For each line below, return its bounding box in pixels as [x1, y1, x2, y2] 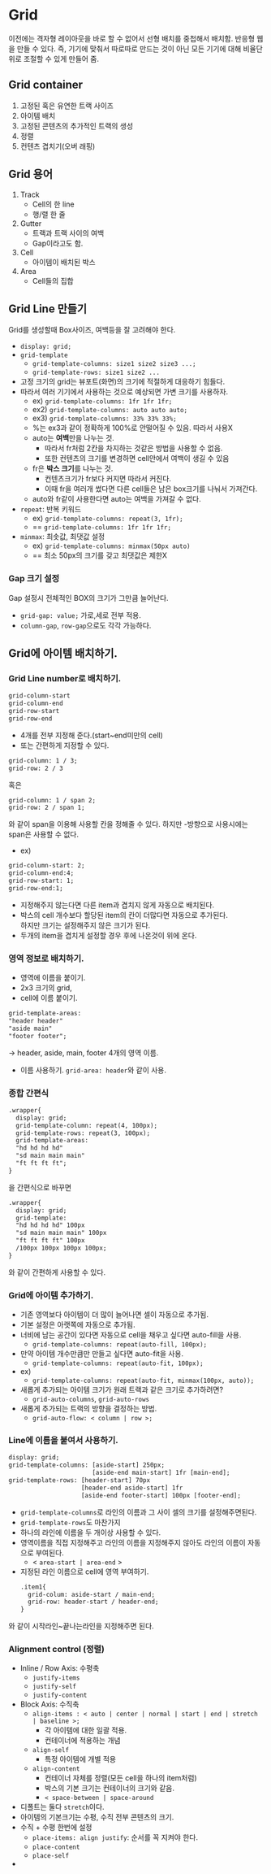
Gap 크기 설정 [8, 573, 60, 585]
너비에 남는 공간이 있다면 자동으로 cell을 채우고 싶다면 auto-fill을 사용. [19, 1330, 242, 1340]
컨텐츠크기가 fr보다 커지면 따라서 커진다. [44, 474, 172, 484]
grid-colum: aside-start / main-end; [28, 1590, 156, 1598]
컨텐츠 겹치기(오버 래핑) [19, 141, 96, 151]
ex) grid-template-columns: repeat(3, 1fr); [32, 514, 184, 524]
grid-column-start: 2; [8, 862, 85, 870]
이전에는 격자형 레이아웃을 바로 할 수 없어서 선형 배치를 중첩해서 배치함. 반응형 [8, 33, 256, 43]
